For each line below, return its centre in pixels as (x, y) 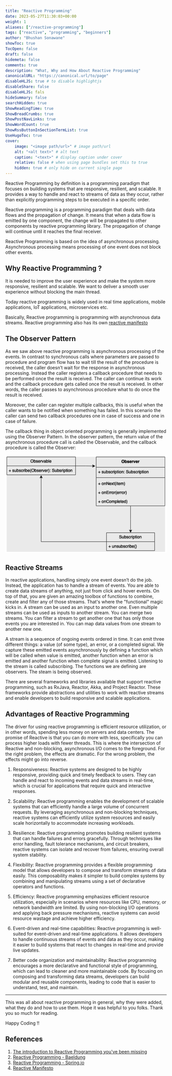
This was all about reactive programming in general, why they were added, (84, 1002)
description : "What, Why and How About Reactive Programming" (73, 70)
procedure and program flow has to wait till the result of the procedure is (82, 362)
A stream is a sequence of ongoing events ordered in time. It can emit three (85, 639)
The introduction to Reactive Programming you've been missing (80, 1051)
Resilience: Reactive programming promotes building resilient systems (87, 833)
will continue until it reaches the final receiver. (54, 231)
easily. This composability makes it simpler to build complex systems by (89, 876)
